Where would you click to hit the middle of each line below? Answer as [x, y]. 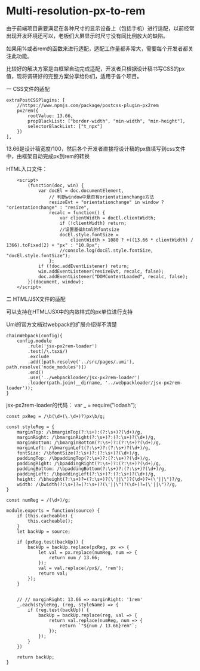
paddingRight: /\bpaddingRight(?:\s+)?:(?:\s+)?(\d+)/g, [89, 463]
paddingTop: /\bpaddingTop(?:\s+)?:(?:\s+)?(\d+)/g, [84, 458]
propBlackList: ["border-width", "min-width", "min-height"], [107, 121]
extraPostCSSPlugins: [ [36, 100]
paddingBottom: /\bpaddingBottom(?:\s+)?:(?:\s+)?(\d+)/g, [92, 469]
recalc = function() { [77, 213]
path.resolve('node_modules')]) [46, 367]
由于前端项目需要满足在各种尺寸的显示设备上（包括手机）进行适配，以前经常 [100, 28]
